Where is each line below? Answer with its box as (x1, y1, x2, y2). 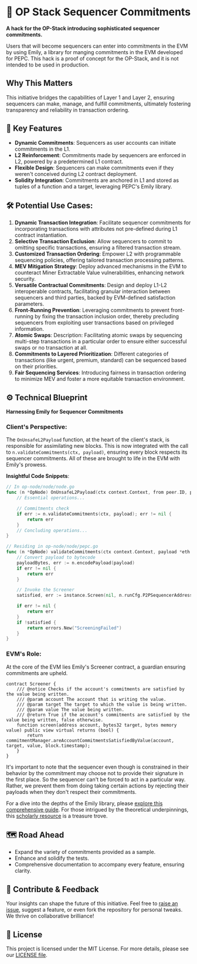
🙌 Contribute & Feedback (6, 884, 99, 894)
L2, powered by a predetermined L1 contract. (14, 158, 124, 165)
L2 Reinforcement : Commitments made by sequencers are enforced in (14, 151, 186, 158)
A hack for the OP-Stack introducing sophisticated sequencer (6, 25, 160, 32)
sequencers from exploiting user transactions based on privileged (14, 319, 174, 326)
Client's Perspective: (6, 423, 67, 431)
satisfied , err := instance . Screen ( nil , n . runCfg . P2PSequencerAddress (16, 593, 193, 599)
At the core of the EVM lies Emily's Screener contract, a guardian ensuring (6, 663, 186, 670)
